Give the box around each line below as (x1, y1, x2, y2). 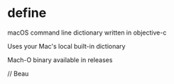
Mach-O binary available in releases (7, 55, 113, 64)
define (7, 5, 47, 21)
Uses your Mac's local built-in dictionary (7, 42, 126, 50)
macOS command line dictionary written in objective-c (7, 28, 167, 37)
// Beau (7, 69, 29, 78)
